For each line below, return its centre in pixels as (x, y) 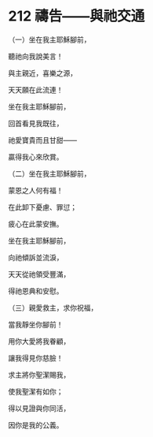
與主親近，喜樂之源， (42, 73)
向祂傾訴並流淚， (36, 257)
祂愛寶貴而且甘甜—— (42, 140)
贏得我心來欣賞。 (36, 157)
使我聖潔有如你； (36, 391)
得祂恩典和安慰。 (36, 291)
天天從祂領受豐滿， (39, 274)
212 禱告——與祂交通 (76, 16)
